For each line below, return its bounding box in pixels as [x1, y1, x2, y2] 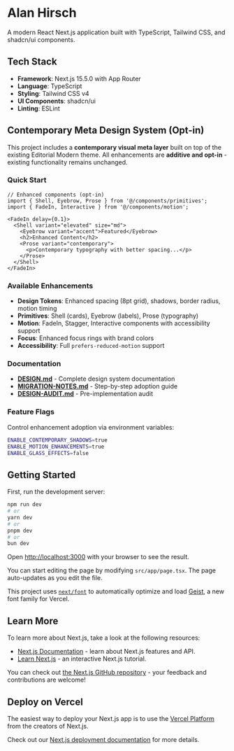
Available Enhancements [7, 281, 94, 290]
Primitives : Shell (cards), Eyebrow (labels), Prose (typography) [17, 311, 199, 320]
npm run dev [7, 501, 42, 508]
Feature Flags [7, 407, 54, 417]
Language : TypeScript [17, 82, 82, 90]
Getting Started [7, 469, 76, 481]
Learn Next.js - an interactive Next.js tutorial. [17, 654, 147, 663]
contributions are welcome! [7, 675, 86, 684]
